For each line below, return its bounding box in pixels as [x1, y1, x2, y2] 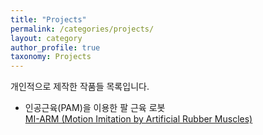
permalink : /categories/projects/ [10, 24, 155, 34]
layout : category [10, 33, 83, 43]
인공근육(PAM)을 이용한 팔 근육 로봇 [24, 102, 166, 114]
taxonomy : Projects [10, 52, 92, 62]
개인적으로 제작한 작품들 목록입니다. [10, 81, 150, 93]
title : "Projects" [10, 14, 87, 25]
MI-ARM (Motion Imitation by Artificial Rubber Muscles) [24, 113, 253, 125]
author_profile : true [10, 42, 101, 53]
